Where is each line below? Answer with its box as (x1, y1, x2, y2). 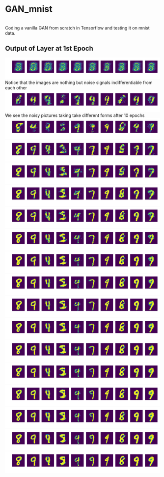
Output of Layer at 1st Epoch (5, 44, 93, 53)
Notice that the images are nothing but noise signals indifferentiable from (5, 80, 153, 85)
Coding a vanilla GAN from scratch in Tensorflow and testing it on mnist (5, 25, 150, 30)
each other (5, 85, 27, 91)
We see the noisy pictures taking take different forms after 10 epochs (5, 112, 145, 118)
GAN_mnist (5, 3, 53, 15)
